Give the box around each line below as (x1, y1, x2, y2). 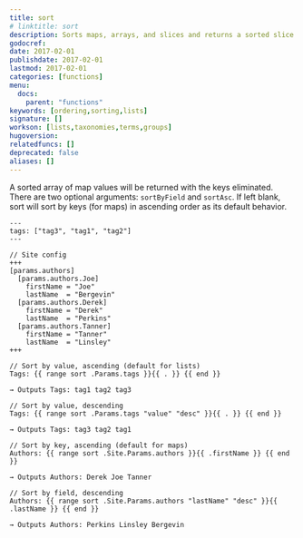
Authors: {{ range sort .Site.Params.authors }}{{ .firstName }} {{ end (9, 448, 290, 458)
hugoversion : (9, 132, 59, 141)
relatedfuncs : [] (9, 140, 75, 149)
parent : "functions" (25, 97, 103, 107)
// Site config (9, 250, 67, 259)
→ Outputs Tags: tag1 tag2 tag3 (9, 385, 132, 395)
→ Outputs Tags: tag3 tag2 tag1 (9, 425, 132, 434)
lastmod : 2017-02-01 (9, 64, 88, 73)
